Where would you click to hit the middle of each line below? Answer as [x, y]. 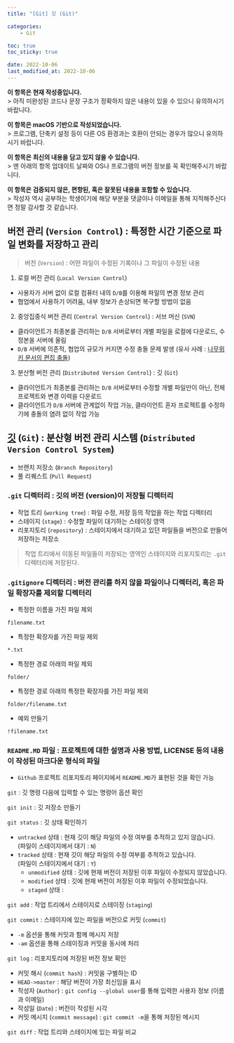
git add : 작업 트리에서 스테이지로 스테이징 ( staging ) [80, 905]
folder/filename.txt [37, 705]
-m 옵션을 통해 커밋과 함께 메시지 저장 [68, 935]
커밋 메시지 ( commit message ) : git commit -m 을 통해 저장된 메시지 [109, 1017]
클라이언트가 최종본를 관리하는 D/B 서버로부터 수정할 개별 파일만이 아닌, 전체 [121, 387]
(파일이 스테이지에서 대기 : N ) [57, 846]
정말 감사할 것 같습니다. [46, 207]
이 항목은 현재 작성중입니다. [44, 92]
